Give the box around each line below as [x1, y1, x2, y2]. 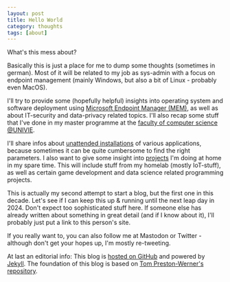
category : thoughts [7, 23, 63, 30]
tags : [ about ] [7, 29, 48, 36]
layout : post [7, 10, 45, 17]
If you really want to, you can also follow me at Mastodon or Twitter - [7, 232, 202, 240]
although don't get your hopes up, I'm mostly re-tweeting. [7, 239, 171, 248]
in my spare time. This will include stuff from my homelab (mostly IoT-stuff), [7, 161, 221, 169]
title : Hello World [7, 17, 63, 23]
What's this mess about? [7, 48, 77, 56]
